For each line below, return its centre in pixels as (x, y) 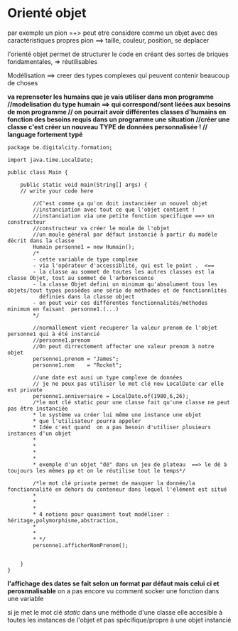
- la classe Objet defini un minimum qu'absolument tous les (125, 284)
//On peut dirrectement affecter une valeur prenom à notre (124, 346)
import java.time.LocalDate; (50, 160)
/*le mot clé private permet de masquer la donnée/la (114, 483)
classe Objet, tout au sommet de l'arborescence (81, 278)
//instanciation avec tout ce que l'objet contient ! (114, 210)
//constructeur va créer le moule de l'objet (102, 228)
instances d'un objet (39, 433)
